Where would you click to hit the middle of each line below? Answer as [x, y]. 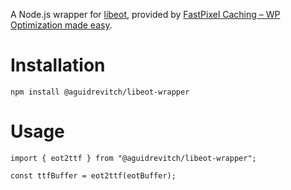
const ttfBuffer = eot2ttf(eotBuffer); [93, 175]
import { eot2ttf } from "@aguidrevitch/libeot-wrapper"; [133, 158]
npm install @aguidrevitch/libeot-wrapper [100, 92]
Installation [58, 65]
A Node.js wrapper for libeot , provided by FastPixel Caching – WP [145, 14]
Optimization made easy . [61, 25]
